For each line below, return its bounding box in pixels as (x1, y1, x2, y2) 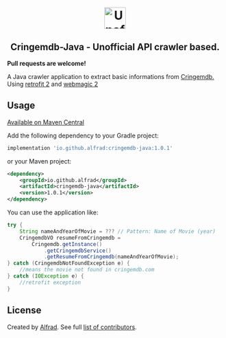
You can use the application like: (7, 208, 99, 216)
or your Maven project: (7, 157, 72, 165)
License (7, 304, 42, 316)
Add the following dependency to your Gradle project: (7, 131, 159, 139)
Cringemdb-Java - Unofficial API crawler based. (10, 41, 221, 53)
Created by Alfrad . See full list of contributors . (7, 323, 137, 331)
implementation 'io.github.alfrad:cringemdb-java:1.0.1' (7, 144, 173, 151)
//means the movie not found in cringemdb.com (19, 267, 155, 273)
